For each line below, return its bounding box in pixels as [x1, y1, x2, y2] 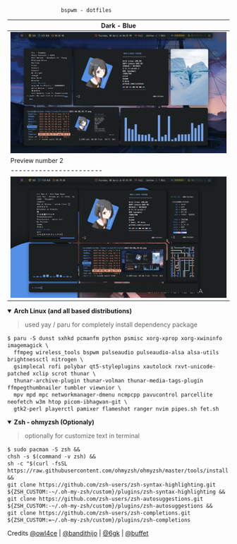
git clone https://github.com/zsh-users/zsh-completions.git [7, 509, 191, 517]
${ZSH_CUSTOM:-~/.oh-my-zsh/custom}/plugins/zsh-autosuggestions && [7, 502, 213, 510]
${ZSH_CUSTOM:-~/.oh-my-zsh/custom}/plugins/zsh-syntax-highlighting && [7, 488, 226, 496]
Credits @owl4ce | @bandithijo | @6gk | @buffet [7, 529, 149, 538]
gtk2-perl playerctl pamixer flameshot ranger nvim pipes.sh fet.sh [13, 406, 219, 413]
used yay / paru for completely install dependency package [24, 320, 197, 329]
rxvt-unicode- [174, 363, 217, 370]
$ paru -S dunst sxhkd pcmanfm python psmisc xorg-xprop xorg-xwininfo [7, 335, 222, 342]
